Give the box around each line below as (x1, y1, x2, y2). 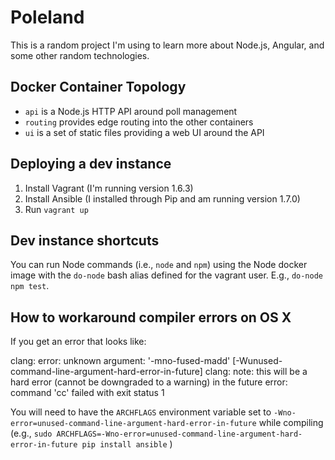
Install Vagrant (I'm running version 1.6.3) (24, 182, 194, 194)
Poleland (10, 6, 85, 29)
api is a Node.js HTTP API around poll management (24, 105, 238, 117)
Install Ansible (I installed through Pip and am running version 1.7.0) (24, 192, 301, 205)
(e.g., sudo (10, 427, 53, 440)
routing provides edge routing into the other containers (24, 116, 254, 128)
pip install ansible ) (81, 438, 173, 450)
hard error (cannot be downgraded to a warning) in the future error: (10, 376, 288, 388)
